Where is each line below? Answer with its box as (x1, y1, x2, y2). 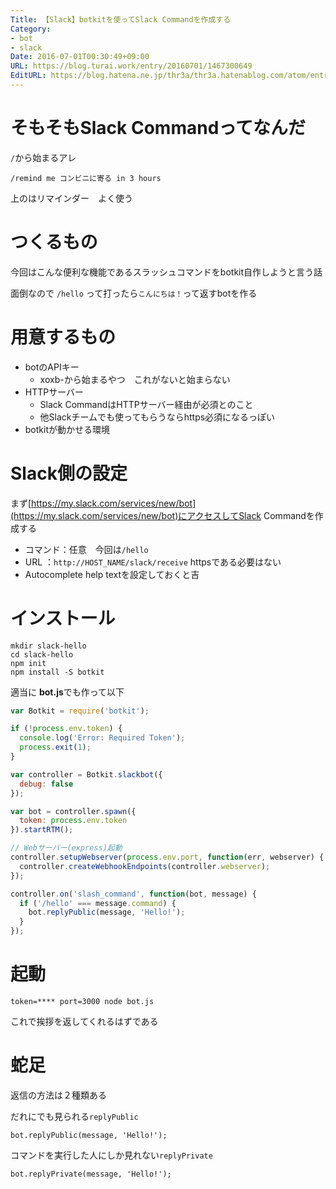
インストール (10, 607, 116, 630)
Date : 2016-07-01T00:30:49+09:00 (10, 52, 150, 62)
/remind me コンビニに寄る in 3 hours (10, 173, 162, 183)
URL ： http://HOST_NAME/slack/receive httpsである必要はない (24, 556, 282, 568)
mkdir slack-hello (10, 641, 87, 651)
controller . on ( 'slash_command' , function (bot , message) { (10, 889, 257, 899)
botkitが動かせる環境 (24, 423, 110, 435)
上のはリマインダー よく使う (10, 192, 133, 204)
